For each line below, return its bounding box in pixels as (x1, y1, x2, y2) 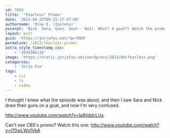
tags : (5, 69, 17, 74)
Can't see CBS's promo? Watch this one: (5, 122, 90, 128)
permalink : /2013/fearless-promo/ (5, 41, 78, 46)
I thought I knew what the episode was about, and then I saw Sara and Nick (5, 97, 162, 103)
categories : (5, 59, 30, 64)
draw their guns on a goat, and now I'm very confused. (5, 102, 120, 108)
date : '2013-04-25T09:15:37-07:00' (5, 17, 80, 22)
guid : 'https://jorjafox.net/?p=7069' (5, 36, 87, 41)
